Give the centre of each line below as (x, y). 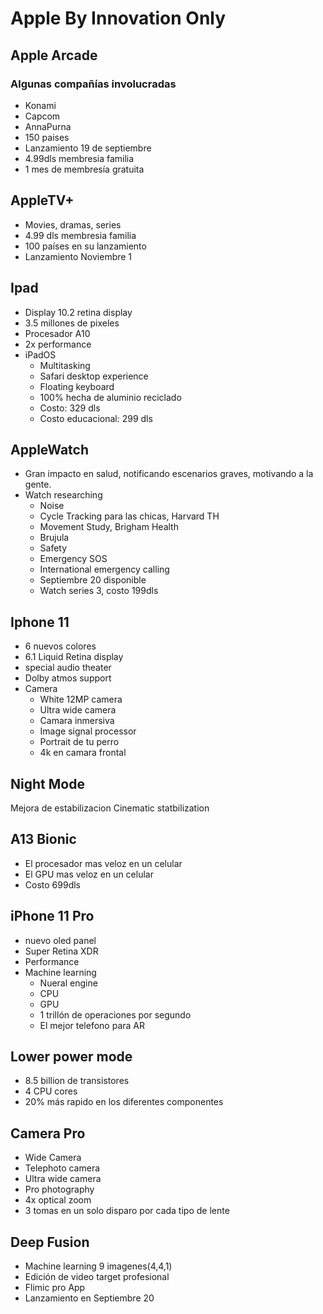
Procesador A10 (57, 333)
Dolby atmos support (68, 678)
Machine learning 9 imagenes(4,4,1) (98, 1266)
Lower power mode (71, 1056)
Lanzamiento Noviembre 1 (78, 256)
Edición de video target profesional (97, 1276)
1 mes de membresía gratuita (84, 169)
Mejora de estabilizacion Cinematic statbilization (110, 808)
